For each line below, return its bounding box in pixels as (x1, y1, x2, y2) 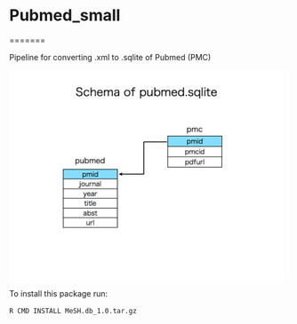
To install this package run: (9, 288, 108, 298)
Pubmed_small (9, 5, 121, 26)
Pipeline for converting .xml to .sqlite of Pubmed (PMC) (9, 51, 212, 62)
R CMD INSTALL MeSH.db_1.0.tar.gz (9, 306, 138, 315)
